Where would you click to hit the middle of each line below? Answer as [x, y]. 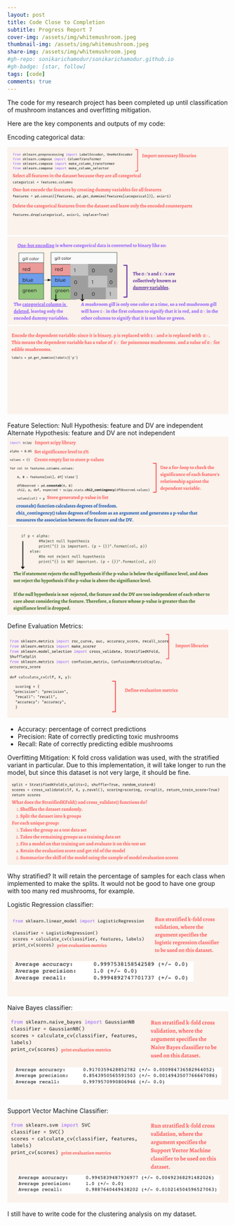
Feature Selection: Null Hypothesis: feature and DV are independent [105, 425]
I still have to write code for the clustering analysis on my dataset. [102, 1214]
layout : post [26, 15]
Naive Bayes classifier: [40, 1007]
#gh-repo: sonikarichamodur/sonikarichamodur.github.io [90, 60]
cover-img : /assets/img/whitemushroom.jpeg [72, 37]
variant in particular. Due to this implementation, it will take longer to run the [117, 765]
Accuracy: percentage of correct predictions [82, 729]
